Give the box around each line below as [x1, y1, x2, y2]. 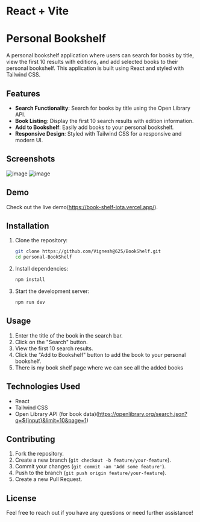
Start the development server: [14, 288, 90, 295]
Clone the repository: [14, 237, 68, 244]
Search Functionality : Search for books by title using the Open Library [14, 104, 191, 112]
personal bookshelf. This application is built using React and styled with [6, 64, 184, 72]
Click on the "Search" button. [14, 338, 88, 345]
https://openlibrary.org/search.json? [98, 410, 188, 417]
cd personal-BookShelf [14, 254, 72, 260]
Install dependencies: [14, 265, 69, 272]
